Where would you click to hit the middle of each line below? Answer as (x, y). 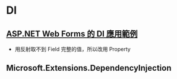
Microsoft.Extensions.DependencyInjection (89, 68)
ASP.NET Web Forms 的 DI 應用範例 (72, 34)
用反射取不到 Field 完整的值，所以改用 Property (72, 49)
